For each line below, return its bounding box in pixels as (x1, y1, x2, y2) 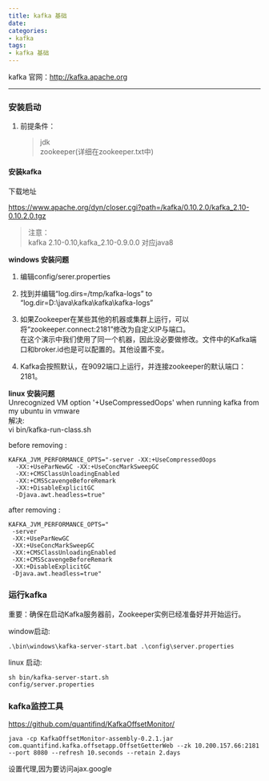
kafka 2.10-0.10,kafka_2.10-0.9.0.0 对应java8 (27, 238, 174, 247)
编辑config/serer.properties (19, 271, 110, 281)
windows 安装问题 (8, 254, 70, 264)
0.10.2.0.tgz (8, 210, 46, 221)
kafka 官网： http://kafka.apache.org (8, 72, 128, 81)
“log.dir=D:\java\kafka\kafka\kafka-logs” (19, 298, 154, 307)
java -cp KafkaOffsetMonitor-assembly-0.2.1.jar (8, 735, 174, 743)
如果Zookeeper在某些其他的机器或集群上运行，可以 (19, 314, 190, 323)
